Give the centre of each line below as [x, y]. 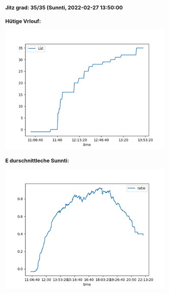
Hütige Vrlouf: [23, 21]
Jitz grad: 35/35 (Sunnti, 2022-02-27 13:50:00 [64, 8]
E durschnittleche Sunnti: [37, 161]
